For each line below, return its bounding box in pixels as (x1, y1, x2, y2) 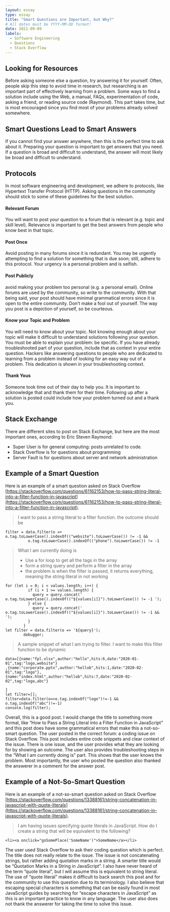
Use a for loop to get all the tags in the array (25, 557, 117, 563)
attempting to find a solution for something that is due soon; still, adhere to (5, 255, 161, 262)
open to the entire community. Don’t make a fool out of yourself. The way (5, 300, 158, 306)
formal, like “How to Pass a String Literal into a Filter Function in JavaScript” (5, 719, 163, 725)
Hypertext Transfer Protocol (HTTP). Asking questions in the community (5, 188, 156, 194)
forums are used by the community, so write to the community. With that (5, 289, 156, 296)
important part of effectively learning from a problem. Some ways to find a (5, 89, 160, 95)
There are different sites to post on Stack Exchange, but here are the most (5, 428, 160, 434)
